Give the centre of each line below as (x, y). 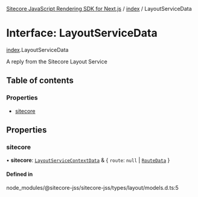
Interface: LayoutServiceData (82, 33)
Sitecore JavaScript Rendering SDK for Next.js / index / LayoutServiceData (99, 9)
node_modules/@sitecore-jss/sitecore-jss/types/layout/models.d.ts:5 (93, 187)
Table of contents (40, 81)
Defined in (20, 174)
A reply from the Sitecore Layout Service (57, 61)
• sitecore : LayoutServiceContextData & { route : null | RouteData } (88, 160)
